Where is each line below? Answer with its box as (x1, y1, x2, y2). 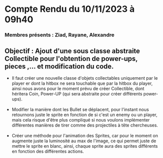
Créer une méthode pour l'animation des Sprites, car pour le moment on (11, 132, 158, 138)
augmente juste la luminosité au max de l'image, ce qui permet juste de (11, 138, 156, 144)
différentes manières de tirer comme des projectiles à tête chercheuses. (11, 122, 158, 128)
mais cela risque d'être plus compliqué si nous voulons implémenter (11, 117, 150, 123)
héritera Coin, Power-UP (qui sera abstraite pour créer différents (11, 91, 142, 96)
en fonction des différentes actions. (11, 148, 84, 154)
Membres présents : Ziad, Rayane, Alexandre (4, 32, 115, 38)
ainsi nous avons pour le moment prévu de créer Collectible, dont (11, 85, 145, 92)
